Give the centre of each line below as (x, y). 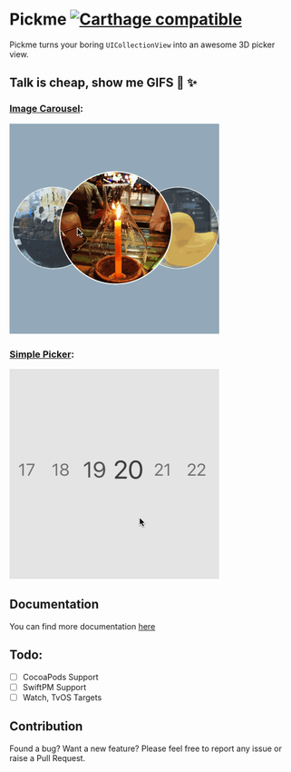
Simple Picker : (42, 354)
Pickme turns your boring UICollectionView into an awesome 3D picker (142, 45)
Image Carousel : (46, 109)
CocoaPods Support (60, 677)
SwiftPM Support (54, 687)
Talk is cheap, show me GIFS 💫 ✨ (103, 83)
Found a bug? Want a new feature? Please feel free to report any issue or (146, 748)
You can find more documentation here (82, 626)
